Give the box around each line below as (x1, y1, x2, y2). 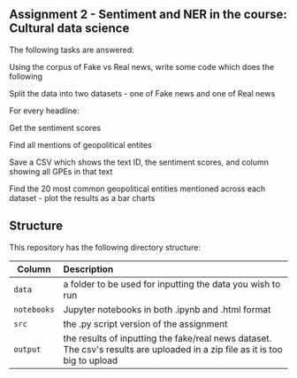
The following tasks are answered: (9, 44, 134, 55)
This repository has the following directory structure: (9, 242, 202, 252)
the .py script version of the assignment (63, 318, 228, 330)
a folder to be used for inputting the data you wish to (63, 278, 281, 290)
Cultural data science (9, 21, 130, 36)
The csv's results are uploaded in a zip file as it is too (63, 343, 283, 355)
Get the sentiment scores (9, 122, 102, 133)
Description (63, 263, 114, 275)
